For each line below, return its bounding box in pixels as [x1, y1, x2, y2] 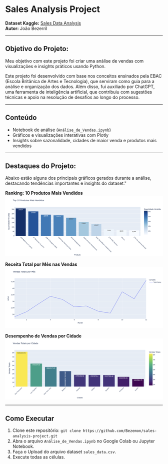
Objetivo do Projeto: [5, 45, 69, 53]
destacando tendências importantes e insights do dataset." [5, 180, 126, 186]
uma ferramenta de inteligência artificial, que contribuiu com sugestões [5, 89, 152, 95]
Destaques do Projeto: [5, 162, 76, 170]
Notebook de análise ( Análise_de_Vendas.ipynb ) [12, 127, 111, 133]
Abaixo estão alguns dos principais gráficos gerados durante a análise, [5, 175, 151, 181]
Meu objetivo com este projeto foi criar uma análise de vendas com [5, 58, 144, 64]
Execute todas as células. [12, 454, 65, 460]
